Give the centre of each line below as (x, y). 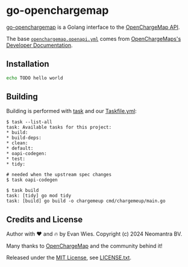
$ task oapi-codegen (32, 180)
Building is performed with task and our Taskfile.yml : (71, 111)
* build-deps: (24, 138)
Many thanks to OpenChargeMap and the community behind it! (84, 246)
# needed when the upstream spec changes (59, 175)
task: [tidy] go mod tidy (39, 196)
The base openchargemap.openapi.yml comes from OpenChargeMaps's (94, 38)
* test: (16, 159)
